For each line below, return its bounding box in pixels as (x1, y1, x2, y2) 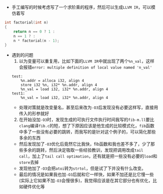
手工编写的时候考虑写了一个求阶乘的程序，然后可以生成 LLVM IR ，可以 (11, 4, 151, 10)
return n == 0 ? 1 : (13, 29, 55, 34)
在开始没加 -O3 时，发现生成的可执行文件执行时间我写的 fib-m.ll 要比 (19, 116, 155, 123)
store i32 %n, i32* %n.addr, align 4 (20, 82, 97, 88)
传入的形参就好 (19, 111, 49, 116)
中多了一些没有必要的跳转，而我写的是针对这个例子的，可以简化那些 (19, 129, 156, 135)
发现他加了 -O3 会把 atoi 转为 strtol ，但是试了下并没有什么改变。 (19, 165, 146, 172)
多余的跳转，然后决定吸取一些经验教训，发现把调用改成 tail (23, 147, 143, 153)
